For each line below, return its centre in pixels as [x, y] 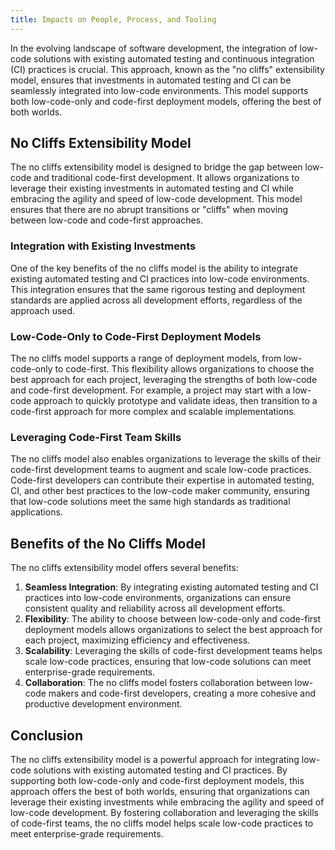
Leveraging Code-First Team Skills [96, 437]
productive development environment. [103, 704]
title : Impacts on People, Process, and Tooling [113, 19]
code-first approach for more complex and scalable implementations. [153, 412]
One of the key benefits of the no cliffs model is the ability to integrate [154, 268]
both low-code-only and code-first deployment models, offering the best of [166, 101]
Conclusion [47, 735]
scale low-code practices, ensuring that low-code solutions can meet [168, 662]
